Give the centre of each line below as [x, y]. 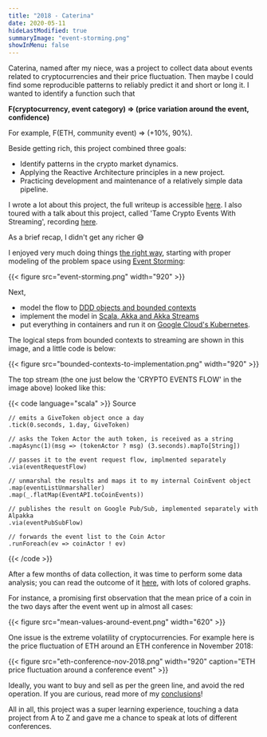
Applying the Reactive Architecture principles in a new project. [122, 172]
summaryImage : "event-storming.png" [69, 38]
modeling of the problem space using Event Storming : [97, 261]
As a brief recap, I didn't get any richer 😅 [77, 237]
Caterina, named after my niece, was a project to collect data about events [131, 68]
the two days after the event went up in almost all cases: [101, 607]
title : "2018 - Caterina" [51, 16]
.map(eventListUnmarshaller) [57, 488]
